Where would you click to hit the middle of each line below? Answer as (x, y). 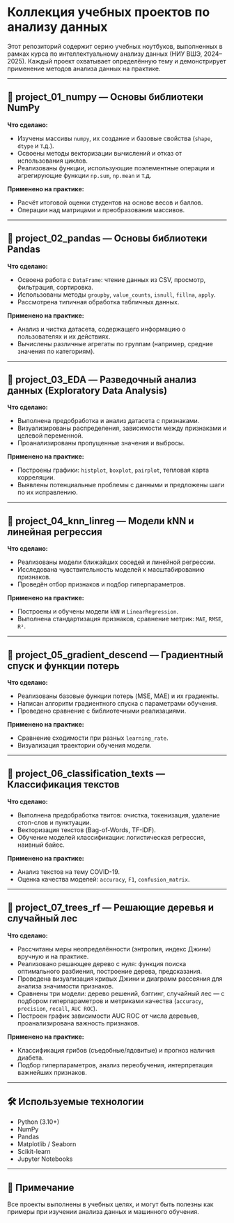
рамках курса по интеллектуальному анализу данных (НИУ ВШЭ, (105, 54)
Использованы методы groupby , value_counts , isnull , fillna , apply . (116, 295)
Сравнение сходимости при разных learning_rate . (93, 738)
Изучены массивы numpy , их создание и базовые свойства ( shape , (115, 138)
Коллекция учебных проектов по (109, 12)
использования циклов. (53, 161)
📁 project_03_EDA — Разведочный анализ (102, 379)
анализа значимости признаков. (65, 986)
